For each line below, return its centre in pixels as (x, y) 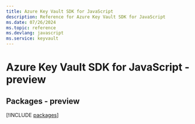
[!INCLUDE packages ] (32, 115)
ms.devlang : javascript (35, 33)
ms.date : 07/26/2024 (31, 22)
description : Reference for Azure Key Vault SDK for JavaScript (86, 17)
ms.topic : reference (31, 28)
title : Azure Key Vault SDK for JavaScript (60, 11)
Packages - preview (43, 101)
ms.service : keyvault (32, 38)
